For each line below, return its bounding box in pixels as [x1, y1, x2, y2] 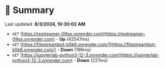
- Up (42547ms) [56, 36, 89, 42]
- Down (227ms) [73, 57, 108, 63]
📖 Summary [5, 4, 54, 16]
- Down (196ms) [57, 46, 91, 52]
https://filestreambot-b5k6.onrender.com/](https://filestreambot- [22, 41, 156, 47]
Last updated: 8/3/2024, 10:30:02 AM [5, 21, 85, 27]
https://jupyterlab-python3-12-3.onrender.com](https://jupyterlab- [22, 52, 160, 58]
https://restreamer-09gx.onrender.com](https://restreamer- [22, 30, 146, 36]
